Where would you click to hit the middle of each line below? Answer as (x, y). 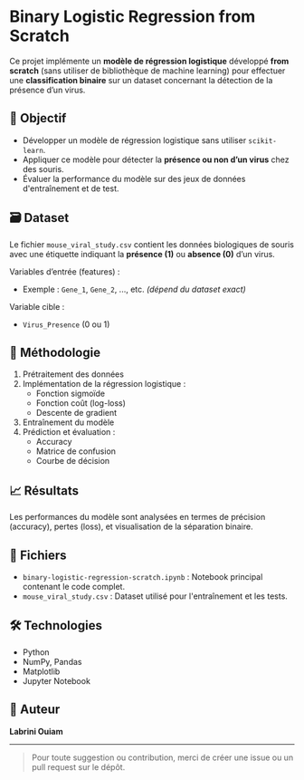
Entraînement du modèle (68, 422)
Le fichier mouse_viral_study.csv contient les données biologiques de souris (152, 244)
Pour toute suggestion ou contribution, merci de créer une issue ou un (162, 757)
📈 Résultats (44, 491)
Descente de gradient (76, 413)
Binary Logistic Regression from (133, 17)
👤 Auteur (35, 710)
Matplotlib (41, 671)
